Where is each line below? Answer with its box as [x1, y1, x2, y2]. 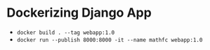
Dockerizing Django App [6, 5, 152, 21]
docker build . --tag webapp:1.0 [16, 29, 115, 36]
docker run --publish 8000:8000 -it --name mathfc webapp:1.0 [16, 36, 203, 43]
